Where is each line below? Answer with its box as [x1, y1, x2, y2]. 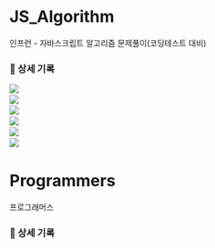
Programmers [9, 171, 116, 192]
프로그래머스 [9, 202, 55, 213]
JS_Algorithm [9, 6, 115, 27]
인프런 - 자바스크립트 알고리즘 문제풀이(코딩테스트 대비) [9, 37, 207, 48]
